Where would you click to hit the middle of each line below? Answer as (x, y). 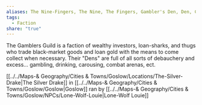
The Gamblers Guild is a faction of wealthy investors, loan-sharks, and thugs (101, 46)
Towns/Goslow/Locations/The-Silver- (136, 76)
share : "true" (24, 28)
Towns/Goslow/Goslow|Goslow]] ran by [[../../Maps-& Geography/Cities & (97, 89)
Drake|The (19, 83)
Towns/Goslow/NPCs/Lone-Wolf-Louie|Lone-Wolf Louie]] (78, 95)
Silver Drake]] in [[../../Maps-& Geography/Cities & (95, 83)
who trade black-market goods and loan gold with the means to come (93, 52)
